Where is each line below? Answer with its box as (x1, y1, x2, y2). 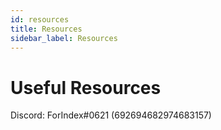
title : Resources (10, 24, 83, 34)
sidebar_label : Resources (10, 33, 118, 43)
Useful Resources (10, 76, 162, 99)
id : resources (10, 14, 70, 25)
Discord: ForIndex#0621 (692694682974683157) (10, 109, 212, 121)
